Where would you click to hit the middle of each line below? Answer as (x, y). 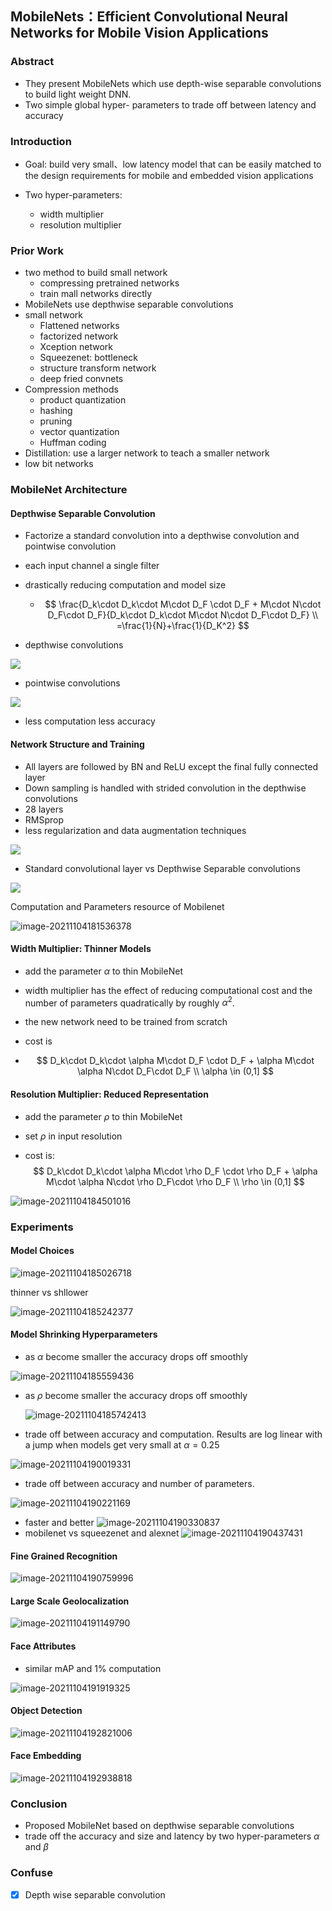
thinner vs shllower (49, 1292)
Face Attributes (43, 1646)
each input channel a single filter (92, 566)
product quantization (83, 400)
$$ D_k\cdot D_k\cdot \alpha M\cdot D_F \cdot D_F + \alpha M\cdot (175, 1061)
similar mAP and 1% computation (93, 1668)
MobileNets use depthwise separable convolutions (129, 304)
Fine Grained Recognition (64, 1556)
